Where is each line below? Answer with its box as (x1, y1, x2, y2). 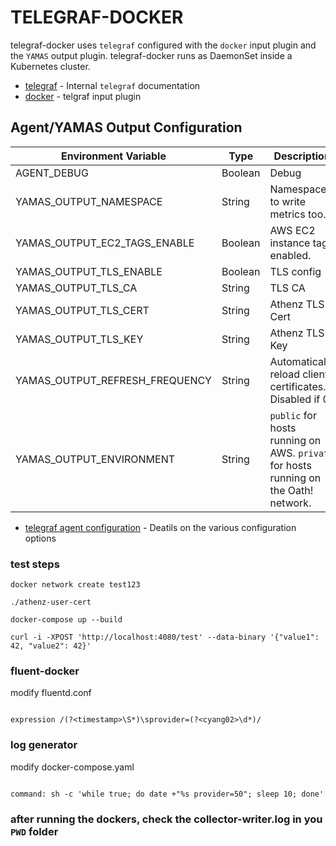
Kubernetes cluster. (10, 60, 91, 72)
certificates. (269, 379, 327, 393)
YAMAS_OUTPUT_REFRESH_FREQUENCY (15, 373, 212, 387)
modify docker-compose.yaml (10, 761, 135, 773)
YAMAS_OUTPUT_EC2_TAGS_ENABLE (15, 236, 195, 250)
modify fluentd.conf (10, 687, 92, 699)
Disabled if (269, 392, 321, 406)
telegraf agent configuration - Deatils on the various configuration (24, 521, 297, 533)
